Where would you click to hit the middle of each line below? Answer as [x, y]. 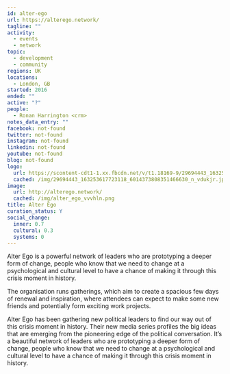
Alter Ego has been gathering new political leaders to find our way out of [110, 319]
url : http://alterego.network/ [58, 192]
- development [33, 58]
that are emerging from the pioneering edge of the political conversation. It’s [115, 334]
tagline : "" [24, 26]
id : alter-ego [27, 13]
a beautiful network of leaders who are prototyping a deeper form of [104, 341]
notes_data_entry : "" [38, 122]
